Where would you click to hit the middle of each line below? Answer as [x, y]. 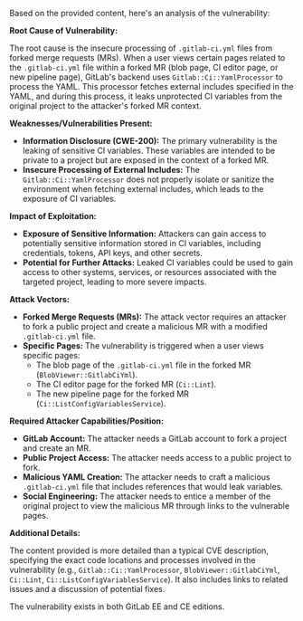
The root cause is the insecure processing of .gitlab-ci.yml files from [141, 48]
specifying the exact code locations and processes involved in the [133, 560]
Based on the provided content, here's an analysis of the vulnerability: [140, 13]
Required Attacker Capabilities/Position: [87, 421]
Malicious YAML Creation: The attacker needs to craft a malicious [146, 477]
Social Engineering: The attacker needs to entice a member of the [147, 496]
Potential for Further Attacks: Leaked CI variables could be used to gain [158, 263]
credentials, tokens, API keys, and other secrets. [113, 253]
